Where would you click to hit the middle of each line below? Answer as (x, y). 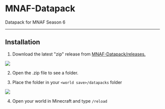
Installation (23, 42)
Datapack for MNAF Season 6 (35, 22)
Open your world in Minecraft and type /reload (60, 101)
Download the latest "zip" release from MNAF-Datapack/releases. (79, 54)
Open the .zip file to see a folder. (45, 73)
